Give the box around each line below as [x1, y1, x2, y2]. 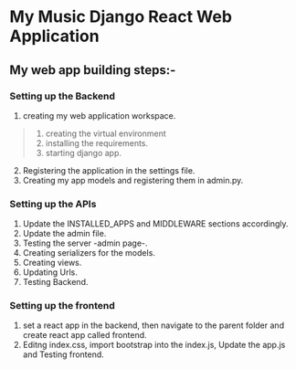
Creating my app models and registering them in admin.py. [22, 174, 244, 185]
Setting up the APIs [9, 197, 97, 210]
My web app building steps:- [9, 62, 176, 78]
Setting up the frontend [9, 300, 116, 312]
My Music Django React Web [9, 6, 233, 27]
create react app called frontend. [22, 330, 148, 341]
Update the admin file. [22, 228, 107, 239]
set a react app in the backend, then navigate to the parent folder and [22, 320, 285, 331]
